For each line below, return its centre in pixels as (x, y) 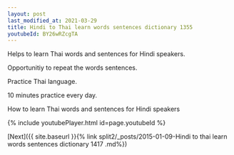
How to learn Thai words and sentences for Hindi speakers (94, 109)
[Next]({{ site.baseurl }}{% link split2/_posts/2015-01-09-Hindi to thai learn (117, 137)
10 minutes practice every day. (52, 95)
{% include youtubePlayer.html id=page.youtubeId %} (87, 123)
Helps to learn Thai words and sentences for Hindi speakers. (96, 54)
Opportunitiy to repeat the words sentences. (72, 68)
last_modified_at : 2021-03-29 (52, 21)
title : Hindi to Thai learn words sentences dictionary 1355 (100, 27)
